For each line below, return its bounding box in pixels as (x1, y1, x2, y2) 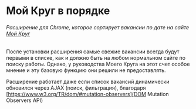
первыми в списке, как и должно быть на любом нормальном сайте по (6, 54, 186, 62)
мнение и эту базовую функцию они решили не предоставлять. (6, 67, 166, 74)
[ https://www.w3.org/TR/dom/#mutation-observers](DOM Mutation (6, 91, 169, 98)
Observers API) (6, 97, 43, 104)
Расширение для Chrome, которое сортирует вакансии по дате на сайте (6, 23, 190, 30)
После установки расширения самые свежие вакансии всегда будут (6, 48, 180, 55)
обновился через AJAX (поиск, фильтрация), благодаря (6, 84, 146, 91)
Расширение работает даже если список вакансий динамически (6, 78, 170, 86)
